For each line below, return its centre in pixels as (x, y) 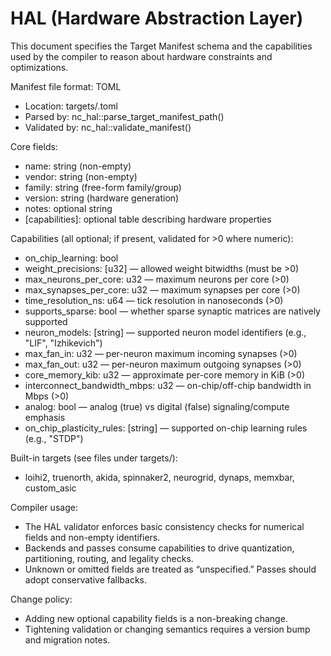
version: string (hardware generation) (102, 198)
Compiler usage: (44, 507)
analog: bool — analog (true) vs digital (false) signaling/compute (157, 406)
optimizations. (39, 67)
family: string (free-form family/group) (103, 187)
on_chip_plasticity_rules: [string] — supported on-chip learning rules (166, 428)
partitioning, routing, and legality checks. (109, 558)
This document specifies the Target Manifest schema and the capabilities (161, 46)
